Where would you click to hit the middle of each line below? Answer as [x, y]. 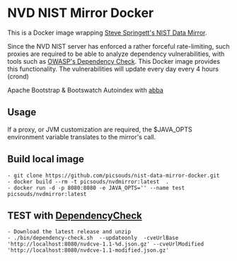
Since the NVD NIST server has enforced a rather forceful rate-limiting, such [118, 46]
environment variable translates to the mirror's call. [82, 137]
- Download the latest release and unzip [69, 232]
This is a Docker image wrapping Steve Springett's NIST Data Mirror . [107, 33]
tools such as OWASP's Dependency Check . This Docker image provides [114, 61]
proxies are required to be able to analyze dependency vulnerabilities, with [116, 54]
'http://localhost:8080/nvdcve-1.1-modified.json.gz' [88, 250]
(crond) [18, 76]
